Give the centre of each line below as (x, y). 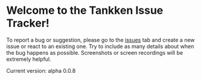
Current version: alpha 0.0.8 (41, 70)
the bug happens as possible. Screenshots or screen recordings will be (94, 52)
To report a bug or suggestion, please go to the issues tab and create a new (101, 40)
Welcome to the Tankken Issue (85, 11)
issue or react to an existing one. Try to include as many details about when (100, 46)
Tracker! (28, 23)
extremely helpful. (29, 59)
